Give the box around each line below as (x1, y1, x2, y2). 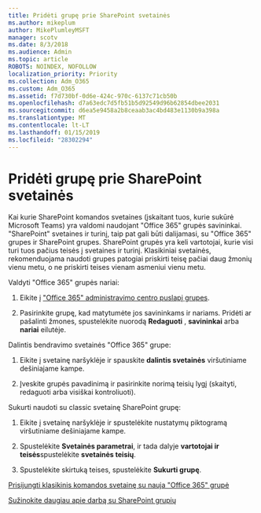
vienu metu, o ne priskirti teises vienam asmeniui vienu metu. (8, 263, 206, 272)
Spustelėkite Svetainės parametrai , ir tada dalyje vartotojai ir (19, 441, 219, 451)
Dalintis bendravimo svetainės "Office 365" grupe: (8, 340, 171, 350)
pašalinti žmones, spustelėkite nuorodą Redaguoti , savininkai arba (19, 316, 240, 327)
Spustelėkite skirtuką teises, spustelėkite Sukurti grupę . (19, 465, 202, 474)
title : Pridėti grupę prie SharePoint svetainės (8, 11, 171, 20)
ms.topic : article (8, 56, 68, 64)
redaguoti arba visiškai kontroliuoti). (19, 387, 136, 397)
